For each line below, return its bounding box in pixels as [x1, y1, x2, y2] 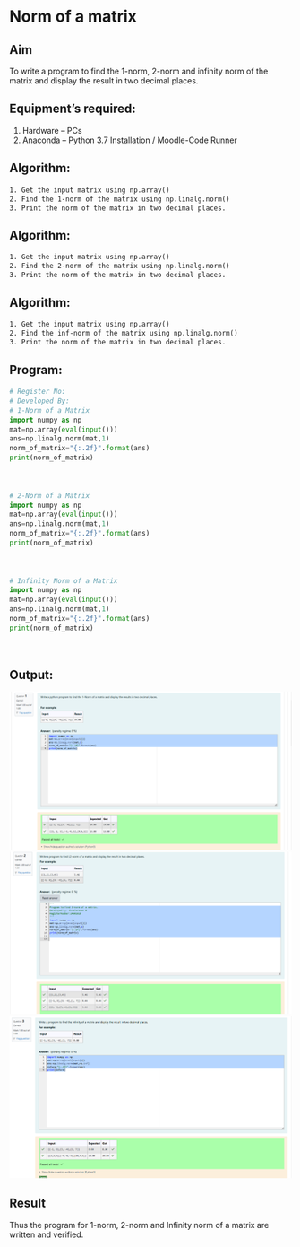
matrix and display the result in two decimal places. [9, 75, 199, 86]
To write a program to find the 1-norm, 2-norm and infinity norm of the [9, 65, 269, 76]
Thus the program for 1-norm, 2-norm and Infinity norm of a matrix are [9, 1219, 270, 1230]
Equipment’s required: [9, 101, 136, 117]
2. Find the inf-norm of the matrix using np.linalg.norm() [9, 329, 239, 338]
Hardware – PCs [21, 125, 82, 135]
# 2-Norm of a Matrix [9, 491, 90, 500]
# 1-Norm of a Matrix [9, 405, 90, 414]
